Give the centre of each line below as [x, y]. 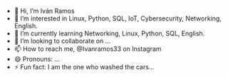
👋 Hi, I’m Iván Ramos [44, 11]
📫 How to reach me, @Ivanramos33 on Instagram [88, 49]
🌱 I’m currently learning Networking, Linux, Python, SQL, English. [109, 33]
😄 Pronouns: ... [37, 59]
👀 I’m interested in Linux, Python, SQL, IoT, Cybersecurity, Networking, [118, 18]
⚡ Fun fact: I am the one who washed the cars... [84, 67]
